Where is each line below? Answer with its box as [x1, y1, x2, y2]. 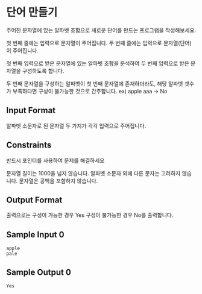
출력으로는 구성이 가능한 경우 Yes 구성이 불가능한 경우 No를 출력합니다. [6, 211, 174, 219]
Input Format [6, 105, 56, 116]
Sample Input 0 [6, 230, 65, 240]
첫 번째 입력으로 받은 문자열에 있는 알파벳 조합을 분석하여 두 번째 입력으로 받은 [6, 60, 190, 67]
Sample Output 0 [6, 267, 71, 277]
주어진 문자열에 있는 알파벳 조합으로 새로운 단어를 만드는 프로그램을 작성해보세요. [6, 27, 197, 34]
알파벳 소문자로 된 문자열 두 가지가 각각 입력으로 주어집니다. [6, 122, 147, 130]
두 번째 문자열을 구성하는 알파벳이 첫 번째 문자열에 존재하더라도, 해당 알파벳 [6, 80, 183, 87]
